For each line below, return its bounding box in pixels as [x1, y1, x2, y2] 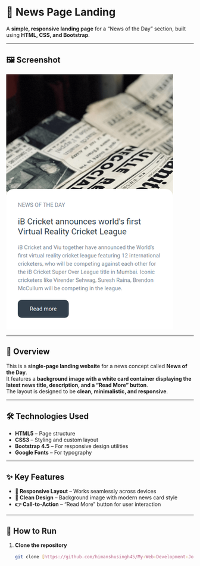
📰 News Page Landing [6, 5, 116, 19]
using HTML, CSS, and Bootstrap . [6, 31, 90, 38]
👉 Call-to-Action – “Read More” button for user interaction [14, 500, 161, 508]
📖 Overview [6, 347, 50, 357]
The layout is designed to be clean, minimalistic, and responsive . [6, 387, 168, 395]
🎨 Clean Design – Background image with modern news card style [14, 494, 178, 501]
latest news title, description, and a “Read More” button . [6, 381, 149, 388]
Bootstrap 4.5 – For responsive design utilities [14, 443, 129, 450]
